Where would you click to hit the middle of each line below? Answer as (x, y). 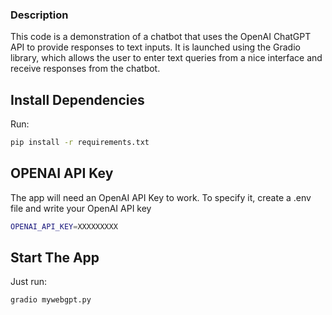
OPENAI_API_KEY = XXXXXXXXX (64, 226)
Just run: (29, 282)
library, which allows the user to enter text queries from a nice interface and (166, 58)
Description (39, 15)
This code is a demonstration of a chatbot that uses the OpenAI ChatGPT (161, 37)
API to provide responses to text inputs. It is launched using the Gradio (155, 47)
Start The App (55, 258)
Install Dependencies (77, 99)
